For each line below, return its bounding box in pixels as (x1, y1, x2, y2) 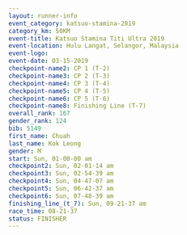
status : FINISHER (8, 215, 67, 223)
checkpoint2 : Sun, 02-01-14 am (8, 162, 114, 170)
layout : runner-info (8, 11, 79, 20)
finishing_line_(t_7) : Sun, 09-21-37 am (8, 199, 147, 208)
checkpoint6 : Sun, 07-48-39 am (8, 191, 114, 200)
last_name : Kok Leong (8, 139, 82, 148)
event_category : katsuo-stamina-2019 (8, 19, 136, 27)
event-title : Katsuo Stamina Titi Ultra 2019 (8, 34, 164, 43)
